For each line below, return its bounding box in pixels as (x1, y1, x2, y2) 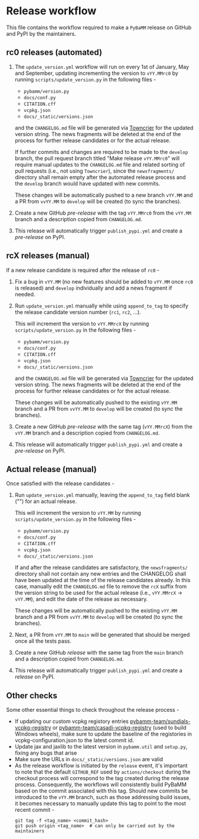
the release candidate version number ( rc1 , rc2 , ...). (14, 308, 141, 316)
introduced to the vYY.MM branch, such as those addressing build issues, (14, 794, 191, 801)
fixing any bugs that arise (14, 749, 77, 756)
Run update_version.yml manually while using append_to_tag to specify (14, 302, 189, 309)
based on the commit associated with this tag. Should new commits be (14, 787, 188, 794)
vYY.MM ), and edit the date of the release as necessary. (14, 596, 148, 603)
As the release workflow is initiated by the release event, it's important (14, 762, 188, 769)
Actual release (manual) (6, 464, 97, 474)
